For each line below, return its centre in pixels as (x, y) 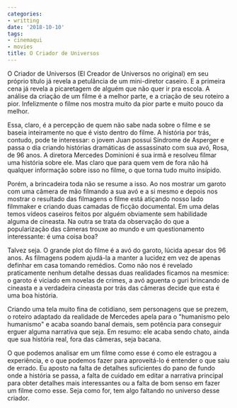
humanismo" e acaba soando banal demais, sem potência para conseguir (114, 324)
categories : (25, 14)
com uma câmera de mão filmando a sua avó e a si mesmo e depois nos (112, 191)
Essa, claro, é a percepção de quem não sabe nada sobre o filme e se (109, 125)
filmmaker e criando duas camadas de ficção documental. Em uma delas (113, 206)
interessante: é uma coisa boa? (53, 236)
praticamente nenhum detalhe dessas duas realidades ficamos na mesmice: (118, 273)
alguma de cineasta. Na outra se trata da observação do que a (98, 221)
